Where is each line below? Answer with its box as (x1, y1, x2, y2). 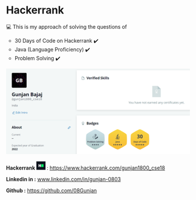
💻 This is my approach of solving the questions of (6, 23, 127, 30)
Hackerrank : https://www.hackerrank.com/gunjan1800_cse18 (6, 164, 165, 171)
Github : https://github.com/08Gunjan (6, 187, 97, 194)
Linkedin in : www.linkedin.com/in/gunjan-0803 (6, 176, 121, 183)
